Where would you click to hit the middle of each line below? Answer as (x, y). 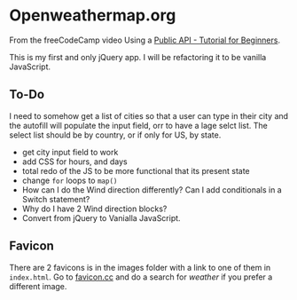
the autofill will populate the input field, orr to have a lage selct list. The (138, 125)
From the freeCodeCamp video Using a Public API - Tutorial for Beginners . (145, 40)
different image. (38, 286)
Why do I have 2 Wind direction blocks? (94, 209)
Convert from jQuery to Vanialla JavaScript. (101, 217)
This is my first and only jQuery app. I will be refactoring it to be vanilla (138, 57)
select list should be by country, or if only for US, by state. (115, 135)
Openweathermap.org (93, 16)
